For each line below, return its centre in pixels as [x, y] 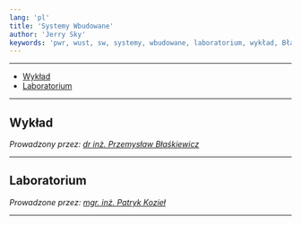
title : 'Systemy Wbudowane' [62, 26]
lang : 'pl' [30, 17]
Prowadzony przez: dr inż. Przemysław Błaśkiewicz [104, 144]
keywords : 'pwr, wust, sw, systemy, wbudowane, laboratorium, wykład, [144, 43]
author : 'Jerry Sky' [48, 34]
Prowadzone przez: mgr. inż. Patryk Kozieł [87, 202]
